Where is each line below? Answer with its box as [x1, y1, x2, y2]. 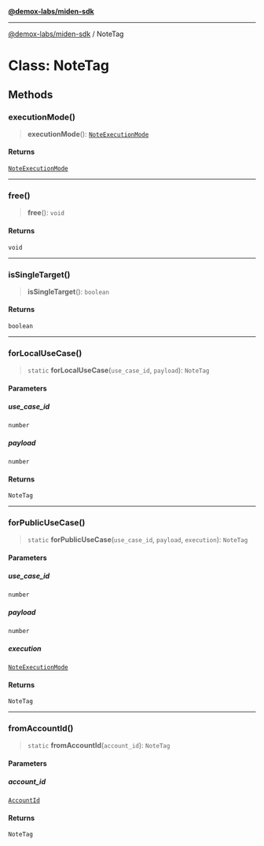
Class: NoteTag [8, 57, 110, 75]
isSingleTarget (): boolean [27, 287, 110, 296]
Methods [8, 88, 53, 101]
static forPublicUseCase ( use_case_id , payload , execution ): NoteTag [27, 535, 248, 544]
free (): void [27, 208, 65, 218]
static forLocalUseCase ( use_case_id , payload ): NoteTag [27, 365, 210, 375]
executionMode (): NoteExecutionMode [27, 129, 149, 138]
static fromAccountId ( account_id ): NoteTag [27, 741, 170, 750]
